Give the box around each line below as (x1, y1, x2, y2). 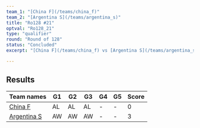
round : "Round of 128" (6, 36, 62, 42)
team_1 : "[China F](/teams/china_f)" (6, 8, 100, 15)
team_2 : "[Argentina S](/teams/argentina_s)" (6, 14, 121, 20)
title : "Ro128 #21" (6, 20, 55, 26)
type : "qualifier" (6, 31, 52, 37)
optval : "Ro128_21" (6, 25, 55, 32)
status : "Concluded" (6, 42, 58, 48)
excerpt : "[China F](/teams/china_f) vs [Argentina (6, 48, 137, 54)
